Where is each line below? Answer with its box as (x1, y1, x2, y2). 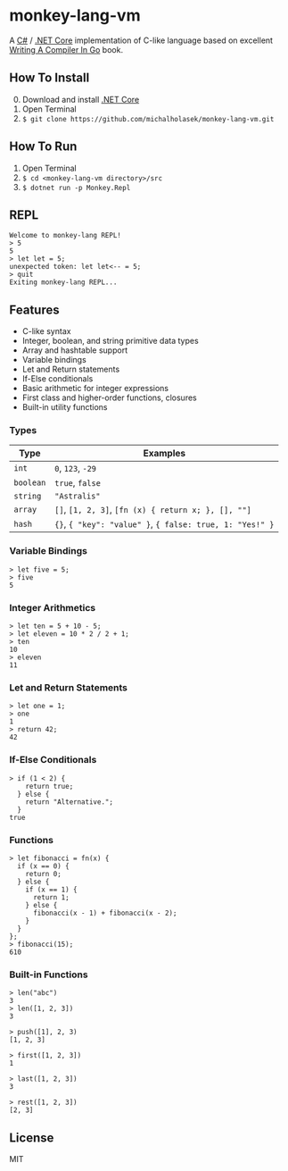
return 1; (32, 892, 70, 902)
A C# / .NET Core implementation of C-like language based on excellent (9, 35, 274, 46)
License (9, 1130, 54, 1145)
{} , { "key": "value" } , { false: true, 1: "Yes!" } (54, 518, 275, 531)
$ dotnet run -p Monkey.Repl (21, 183, 131, 192)
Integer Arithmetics (9, 601, 96, 614)
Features (9, 302, 60, 317)
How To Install (9, 71, 90, 86)
